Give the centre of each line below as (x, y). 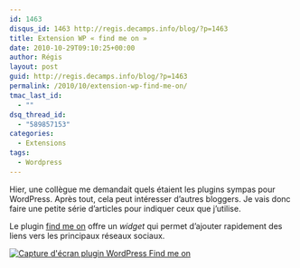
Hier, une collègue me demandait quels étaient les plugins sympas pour (142, 189)
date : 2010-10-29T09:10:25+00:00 (72, 48)
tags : (19, 153)
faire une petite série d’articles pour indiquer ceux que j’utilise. (125, 208)
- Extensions (42, 144)
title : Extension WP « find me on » (78, 38)
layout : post (34, 67)
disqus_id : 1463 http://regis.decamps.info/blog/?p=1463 (119, 29)
